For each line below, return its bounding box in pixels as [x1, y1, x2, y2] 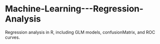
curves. [5, 34, 20, 40]
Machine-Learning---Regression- [5, 3, 144, 14]
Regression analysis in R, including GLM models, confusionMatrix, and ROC [5, 29, 156, 35]
